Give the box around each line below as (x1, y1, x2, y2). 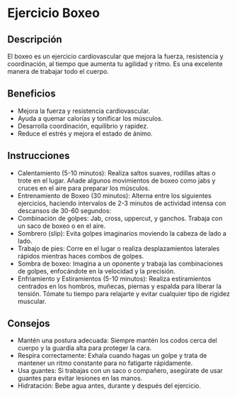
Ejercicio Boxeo (7, 5, 100, 21)
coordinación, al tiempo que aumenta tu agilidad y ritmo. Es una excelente (7, 60, 223, 68)
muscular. (17, 297, 47, 305)
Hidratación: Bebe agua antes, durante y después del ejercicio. (17, 381, 202, 390)
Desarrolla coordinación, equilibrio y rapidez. (17, 121, 149, 130)
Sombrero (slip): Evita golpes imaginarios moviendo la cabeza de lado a (17, 229, 226, 237)
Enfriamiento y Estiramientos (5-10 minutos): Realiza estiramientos (17, 274, 212, 283)
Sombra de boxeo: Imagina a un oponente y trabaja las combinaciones (17, 259, 224, 268)
